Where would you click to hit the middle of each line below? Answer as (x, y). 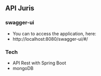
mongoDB (23, 68)
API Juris (20, 8)
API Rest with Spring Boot (39, 63)
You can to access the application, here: (54, 33)
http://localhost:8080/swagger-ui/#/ (50, 39)
